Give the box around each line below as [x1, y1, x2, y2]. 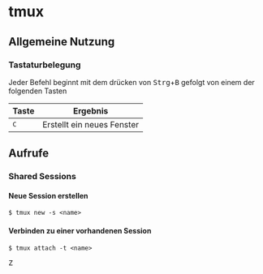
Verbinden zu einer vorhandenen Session [8, 225, 152, 235]
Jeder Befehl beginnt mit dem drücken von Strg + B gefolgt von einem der [8, 77, 256, 87]
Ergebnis [72, 105, 109, 116]
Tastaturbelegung [8, 59, 81, 71]
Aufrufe [8, 147, 50, 161]
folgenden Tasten [8, 86, 67, 96]
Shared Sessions [8, 171, 77, 182]
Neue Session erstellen [8, 191, 88, 200]
